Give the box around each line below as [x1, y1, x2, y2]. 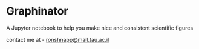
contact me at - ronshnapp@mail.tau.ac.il [6, 36, 109, 43]
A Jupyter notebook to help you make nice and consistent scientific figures [6, 24, 194, 31]
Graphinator [6, 4, 68, 18]
